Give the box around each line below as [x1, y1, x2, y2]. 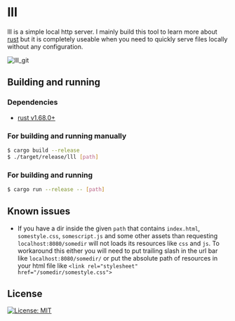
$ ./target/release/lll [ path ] [7, 153, 99, 160]
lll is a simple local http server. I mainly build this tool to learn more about [7, 27, 217, 36]
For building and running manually [7, 131, 127, 140]
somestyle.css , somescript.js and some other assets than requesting [17, 231, 218, 240]
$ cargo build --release [7, 147, 80, 154]
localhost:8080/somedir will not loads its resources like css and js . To [17, 239, 220, 247]
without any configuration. [7, 42, 83, 51]
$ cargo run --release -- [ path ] [7, 185, 105, 193]
